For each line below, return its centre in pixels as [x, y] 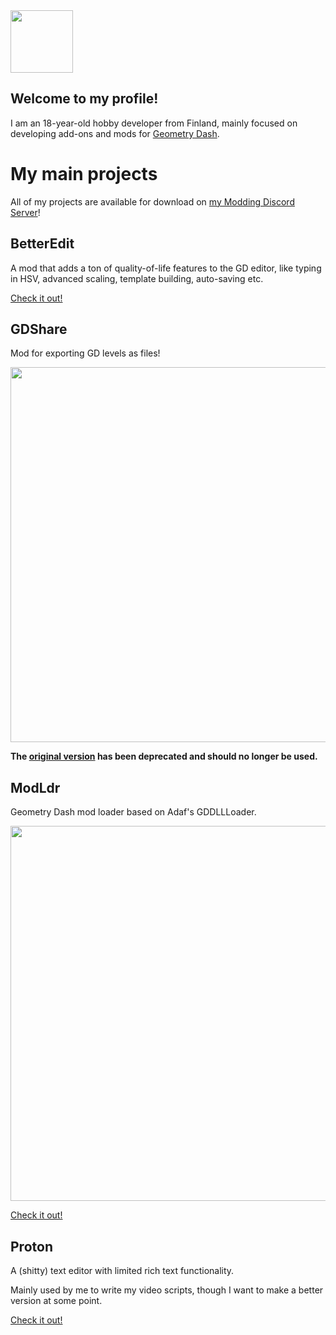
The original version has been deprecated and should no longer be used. [164, 756]
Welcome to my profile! [84, 99]
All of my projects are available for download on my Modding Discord [152, 201]
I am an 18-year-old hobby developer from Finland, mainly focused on [154, 123]
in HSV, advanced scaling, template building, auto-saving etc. [137, 278]
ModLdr [35, 787]
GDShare [39, 329]
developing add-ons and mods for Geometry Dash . [115, 133]
